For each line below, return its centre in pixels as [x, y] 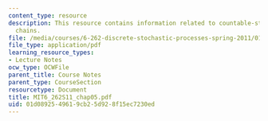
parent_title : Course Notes [55, 75]
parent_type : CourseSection [55, 82]
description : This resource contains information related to [112, 23]
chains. [28, 30]
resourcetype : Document [48, 90]
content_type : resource [48, 16]
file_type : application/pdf [55, 45]
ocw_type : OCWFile [39, 68]
